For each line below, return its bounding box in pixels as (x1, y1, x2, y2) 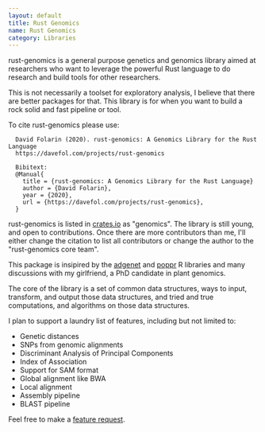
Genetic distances (19, 332, 79, 341)
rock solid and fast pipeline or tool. (8, 105, 121, 115)
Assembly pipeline (19, 391, 81, 400)
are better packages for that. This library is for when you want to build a (8, 96, 244, 106)
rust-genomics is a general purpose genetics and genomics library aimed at (8, 56, 256, 65)
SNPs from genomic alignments (19, 340, 124, 350)
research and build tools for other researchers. (8, 72, 161, 82)
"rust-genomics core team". (8, 244, 99, 255)
